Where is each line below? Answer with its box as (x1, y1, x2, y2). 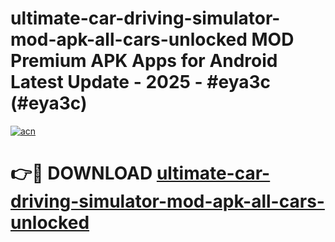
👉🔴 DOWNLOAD (10, 162, 153, 185)
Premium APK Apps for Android (10, 50, 278, 72)
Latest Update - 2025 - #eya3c (10, 71, 272, 94)
